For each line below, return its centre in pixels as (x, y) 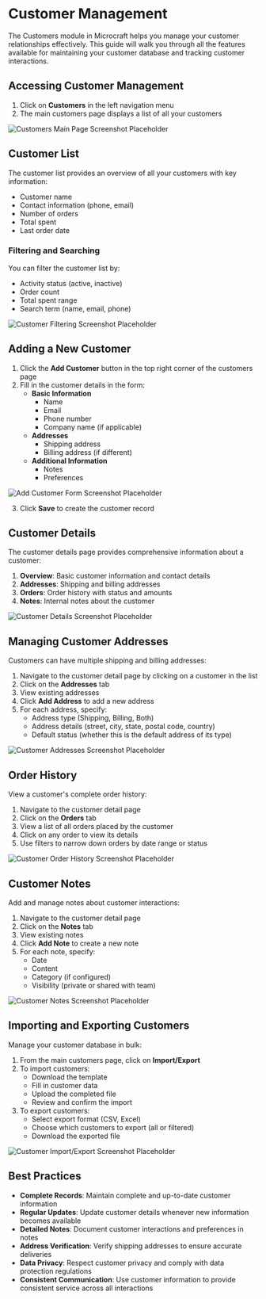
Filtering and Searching (54, 250)
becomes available (50, 1221)
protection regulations (56, 1271)
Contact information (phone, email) (77, 205)
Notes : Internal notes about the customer (87, 601)
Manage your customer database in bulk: (75, 1045)
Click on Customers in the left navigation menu (97, 105)
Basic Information (61, 393)
